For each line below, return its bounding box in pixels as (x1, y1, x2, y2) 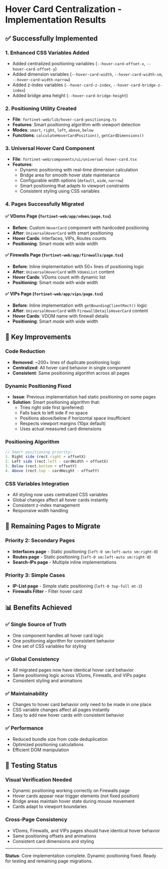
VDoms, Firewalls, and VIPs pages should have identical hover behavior (12, 827, 160, 833)
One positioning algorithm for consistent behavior (12, 637, 115, 643)
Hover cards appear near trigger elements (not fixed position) (12, 793, 139, 799)
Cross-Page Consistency (5, 816, 67, 823)
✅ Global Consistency (5, 656, 59, 663)
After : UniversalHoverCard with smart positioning (12, 230, 113, 236)
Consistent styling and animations (12, 678, 82, 684)
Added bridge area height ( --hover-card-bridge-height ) (12, 92, 128, 98)
